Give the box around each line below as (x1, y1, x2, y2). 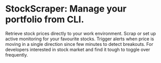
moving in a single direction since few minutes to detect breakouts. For (5, 41, 153, 47)
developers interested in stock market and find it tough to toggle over (5, 46, 150, 52)
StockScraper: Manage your (5, 3, 127, 15)
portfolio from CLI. (5, 14, 84, 25)
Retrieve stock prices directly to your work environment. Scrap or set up (5, 30, 156, 36)
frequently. (5, 51, 28, 58)
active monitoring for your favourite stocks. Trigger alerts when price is (5, 36, 154, 42)
